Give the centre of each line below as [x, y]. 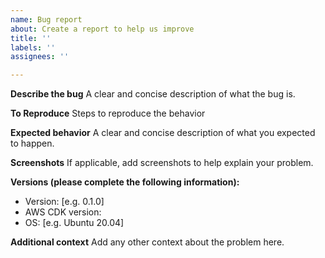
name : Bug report [46, 19]
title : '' [31, 38]
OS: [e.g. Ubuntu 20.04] [74, 223]
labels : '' [33, 47]
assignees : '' [40, 57]
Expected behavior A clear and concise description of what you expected [163, 133]
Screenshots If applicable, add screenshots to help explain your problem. [162, 163]
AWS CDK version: [63, 212]
